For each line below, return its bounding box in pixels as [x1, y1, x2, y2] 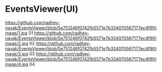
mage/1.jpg [5, 30, 28, 36]
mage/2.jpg [5, 40, 28, 46]
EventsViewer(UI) [5, 3, 79, 15]
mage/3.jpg [5, 50, 28, 57]
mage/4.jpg [5, 61, 28, 67]
